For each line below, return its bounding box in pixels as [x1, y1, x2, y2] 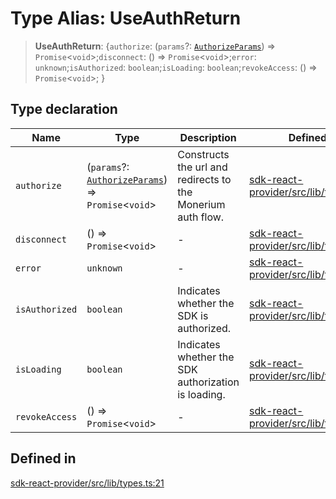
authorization [177, 375, 240, 389]
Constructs [177, 147, 230, 161]
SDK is [177, 308, 209, 322]
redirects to [177, 172, 232, 186]
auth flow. [177, 210, 225, 224]
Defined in [10, 450, 77, 467]
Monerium [177, 197, 226, 211]
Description [179, 130, 237, 144]
